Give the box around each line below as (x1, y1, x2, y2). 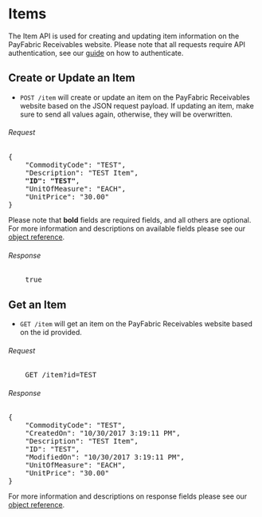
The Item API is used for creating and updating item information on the (8, 31, 240, 41)
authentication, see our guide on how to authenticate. (8, 48, 184, 57)
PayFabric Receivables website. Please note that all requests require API (8, 39, 245, 49)
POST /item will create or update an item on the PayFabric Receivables (19, 93, 251, 102)
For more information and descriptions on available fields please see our (8, 223, 246, 233)
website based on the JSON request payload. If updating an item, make (19, 101, 255, 110)
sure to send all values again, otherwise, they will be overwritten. (19, 109, 233, 119)
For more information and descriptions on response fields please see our (8, 491, 248, 501)
